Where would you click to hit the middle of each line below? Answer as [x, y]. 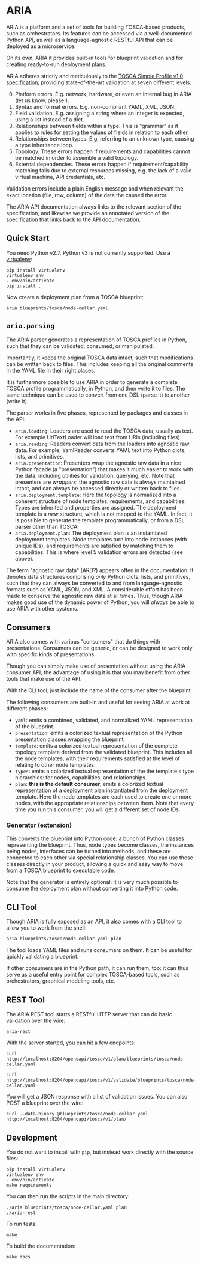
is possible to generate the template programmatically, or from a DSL [100, 520]
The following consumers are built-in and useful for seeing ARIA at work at [98, 702]
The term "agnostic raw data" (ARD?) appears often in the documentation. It [100, 570]
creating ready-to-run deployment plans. [57, 64]
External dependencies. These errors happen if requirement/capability [102, 164]
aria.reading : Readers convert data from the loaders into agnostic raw [102, 444]
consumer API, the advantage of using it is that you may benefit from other [98, 672]
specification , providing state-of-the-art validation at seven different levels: [99, 82]
